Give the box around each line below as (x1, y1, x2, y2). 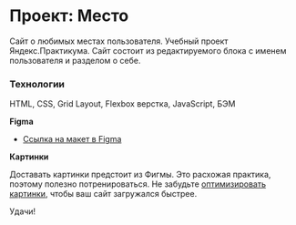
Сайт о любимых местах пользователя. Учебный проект (9, 36, 229, 46)
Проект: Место (9, 5, 129, 26)
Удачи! (9, 206, 36, 217)
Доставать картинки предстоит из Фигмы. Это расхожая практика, (9, 169, 271, 180)
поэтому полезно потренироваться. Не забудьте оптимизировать (9, 179, 267, 189)
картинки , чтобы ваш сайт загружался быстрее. (9, 189, 198, 199)
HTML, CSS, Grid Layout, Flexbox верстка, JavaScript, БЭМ (9, 98, 236, 109)
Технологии (9, 77, 66, 90)
